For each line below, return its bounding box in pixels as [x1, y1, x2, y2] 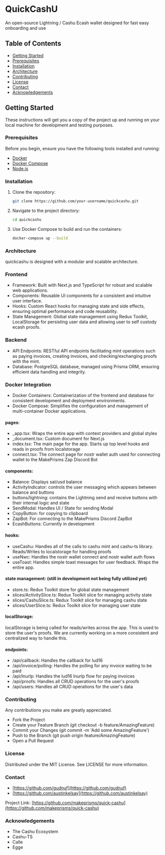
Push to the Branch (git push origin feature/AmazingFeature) [12, 732, 135, 738]
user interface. [12, 298, 42, 304]
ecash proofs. [12, 324, 41, 330]
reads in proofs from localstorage [12, 446, 81, 452]
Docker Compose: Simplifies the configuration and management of [12, 403, 149, 409]
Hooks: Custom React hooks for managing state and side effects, [12, 303, 145, 309]
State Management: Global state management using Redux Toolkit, [12, 314, 148, 320]
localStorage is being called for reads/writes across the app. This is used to [5, 624, 159, 631]
